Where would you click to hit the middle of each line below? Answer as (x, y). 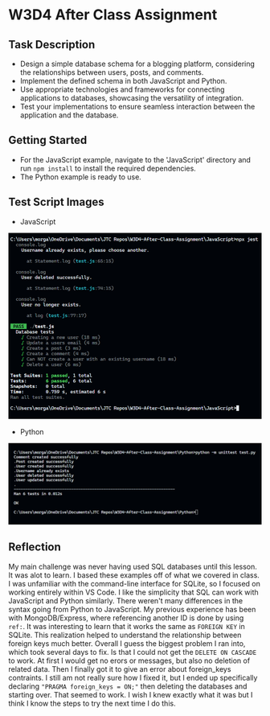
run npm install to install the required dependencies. (108, 168)
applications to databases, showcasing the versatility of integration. (132, 98)
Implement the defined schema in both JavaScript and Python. (123, 81)
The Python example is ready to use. (81, 177)
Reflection (35, 547)
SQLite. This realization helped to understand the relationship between (125, 635)
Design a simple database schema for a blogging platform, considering (137, 64)
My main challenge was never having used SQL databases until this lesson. (133, 566)
